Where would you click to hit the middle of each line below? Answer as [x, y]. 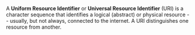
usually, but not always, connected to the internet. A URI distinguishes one [99, 21]
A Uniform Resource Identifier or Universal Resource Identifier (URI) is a [95, 8]
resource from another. [34, 27]
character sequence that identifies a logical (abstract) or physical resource [96, 15]
